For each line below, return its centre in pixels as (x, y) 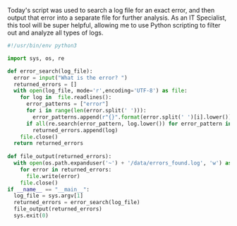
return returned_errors (48, 143)
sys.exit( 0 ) (31, 215)
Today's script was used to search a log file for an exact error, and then (111, 10)
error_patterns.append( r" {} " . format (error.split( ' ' (112, 117)
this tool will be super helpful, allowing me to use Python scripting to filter (114, 25)
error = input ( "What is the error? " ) (71, 78)
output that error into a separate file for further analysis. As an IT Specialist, (117, 18)
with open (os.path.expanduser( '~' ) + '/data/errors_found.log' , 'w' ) (118, 163)
